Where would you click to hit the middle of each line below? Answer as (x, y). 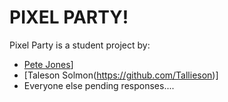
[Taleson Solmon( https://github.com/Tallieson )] (121, 75)
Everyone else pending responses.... (99, 85)
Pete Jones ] (48, 64)
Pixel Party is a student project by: (80, 45)
